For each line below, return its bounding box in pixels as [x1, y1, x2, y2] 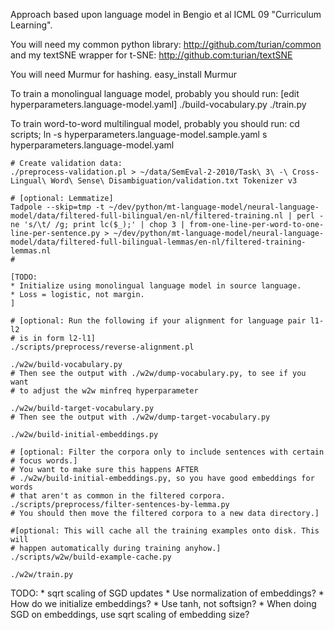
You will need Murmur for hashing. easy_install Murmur [10, 69, 237, 80]
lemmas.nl [10, 246, 52, 256]
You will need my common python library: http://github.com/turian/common [10, 39, 322, 50]
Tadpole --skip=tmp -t [10, 202, 105, 212]
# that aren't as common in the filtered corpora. [10, 491, 226, 501]
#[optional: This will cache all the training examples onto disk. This [10, 526, 320, 536]
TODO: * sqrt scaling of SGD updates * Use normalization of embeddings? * [10, 587, 325, 599]
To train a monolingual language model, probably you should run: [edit [10, 88, 300, 99]
